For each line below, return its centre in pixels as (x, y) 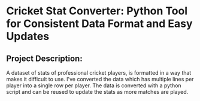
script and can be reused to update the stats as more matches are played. (97, 92)
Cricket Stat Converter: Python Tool (97, 11)
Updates (28, 36)
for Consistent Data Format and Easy (99, 24)
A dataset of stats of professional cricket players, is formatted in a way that (99, 73)
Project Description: (44, 58)
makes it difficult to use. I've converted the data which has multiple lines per (100, 79)
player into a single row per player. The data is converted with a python (94, 85)
